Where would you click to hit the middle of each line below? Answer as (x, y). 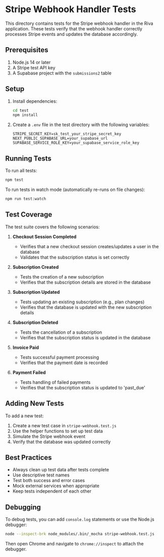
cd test (20, 110)
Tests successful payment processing (60, 357)
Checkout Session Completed (44, 236)
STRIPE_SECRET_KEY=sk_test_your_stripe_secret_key (67, 134)
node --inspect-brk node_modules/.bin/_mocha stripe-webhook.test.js (80, 534)
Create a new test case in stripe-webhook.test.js (65, 425)
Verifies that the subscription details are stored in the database (86, 282)
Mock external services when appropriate (56, 486)
